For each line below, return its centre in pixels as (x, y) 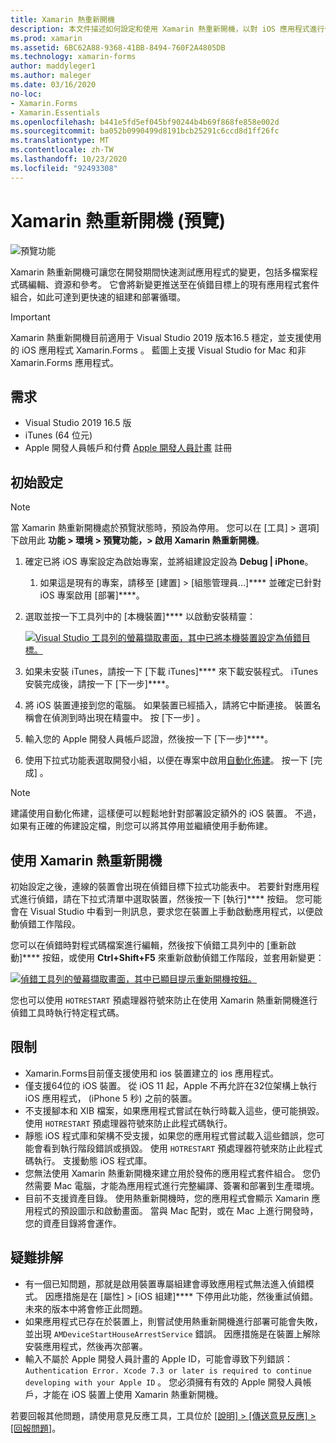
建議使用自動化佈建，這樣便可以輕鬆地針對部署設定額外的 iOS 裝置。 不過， (166, 813)
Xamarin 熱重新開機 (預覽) (118, 220)
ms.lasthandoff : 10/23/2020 (69, 159)
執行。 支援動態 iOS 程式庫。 (93, 1160)
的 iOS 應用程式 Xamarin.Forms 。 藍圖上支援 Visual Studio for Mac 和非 (158, 350)
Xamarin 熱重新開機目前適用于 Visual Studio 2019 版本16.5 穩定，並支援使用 (166, 337)
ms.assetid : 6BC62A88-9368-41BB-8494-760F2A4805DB (118, 47)
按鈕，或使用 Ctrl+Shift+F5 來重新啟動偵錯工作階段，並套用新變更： (183, 957)
